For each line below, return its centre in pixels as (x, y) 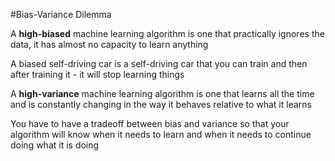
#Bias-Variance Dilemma (61, 14)
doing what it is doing (55, 145)
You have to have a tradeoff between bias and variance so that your (150, 123)
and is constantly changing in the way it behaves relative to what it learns (161, 104)
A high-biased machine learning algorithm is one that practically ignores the (167, 33)
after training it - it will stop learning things (97, 74)
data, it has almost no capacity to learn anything (109, 44)
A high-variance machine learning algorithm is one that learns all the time (162, 93)
